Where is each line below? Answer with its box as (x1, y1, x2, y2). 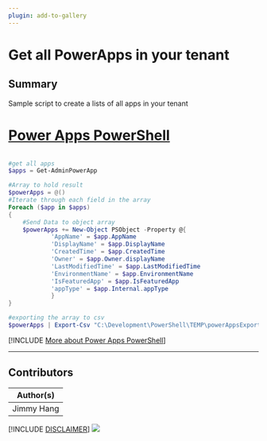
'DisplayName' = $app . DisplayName (50, 240, 165, 249)
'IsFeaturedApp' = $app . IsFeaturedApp (50, 277, 180, 285)
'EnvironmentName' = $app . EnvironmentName (50, 269, 194, 278)
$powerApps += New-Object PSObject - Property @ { (22, 226, 187, 234)
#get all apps (8, 160, 56, 168)
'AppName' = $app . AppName (50, 233, 137, 241)
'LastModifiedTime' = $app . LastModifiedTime (50, 262, 201, 270)
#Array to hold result (8, 181, 83, 189)
